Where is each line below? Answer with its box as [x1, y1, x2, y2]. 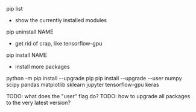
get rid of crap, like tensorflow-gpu [14, 40, 103, 47]
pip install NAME [6, 52, 48, 59]
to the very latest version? [6, 99, 71, 106]
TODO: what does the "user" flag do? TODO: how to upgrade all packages [6, 93, 191, 99]
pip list [6, 5, 23, 12]
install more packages [14, 63, 71, 70]
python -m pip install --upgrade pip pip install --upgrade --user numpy [6, 75, 182, 81]
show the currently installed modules [14, 17, 107, 23]
